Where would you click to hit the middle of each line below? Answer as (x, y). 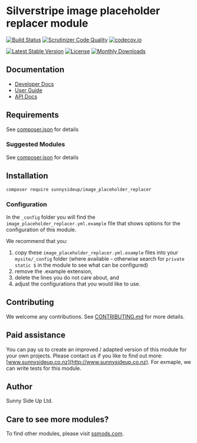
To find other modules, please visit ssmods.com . (65, 434)
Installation (27, 176)
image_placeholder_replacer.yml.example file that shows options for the (93, 223)
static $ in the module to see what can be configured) (81, 265)
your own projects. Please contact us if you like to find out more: (85, 356)
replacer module (47, 23)
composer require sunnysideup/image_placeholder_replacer (79, 189)
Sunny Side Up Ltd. (29, 401)
